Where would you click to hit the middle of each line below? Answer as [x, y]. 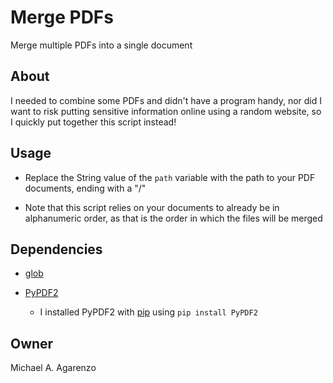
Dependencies [56, 249]
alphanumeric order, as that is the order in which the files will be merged [173, 218]
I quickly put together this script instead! [93, 122]
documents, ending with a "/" [85, 188]
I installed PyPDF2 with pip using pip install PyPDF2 [148, 312]
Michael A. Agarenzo [53, 368]
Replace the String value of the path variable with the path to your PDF [170, 177]
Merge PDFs [62, 17]
